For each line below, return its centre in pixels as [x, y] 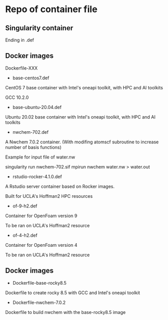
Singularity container [39, 28]
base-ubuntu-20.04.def [37, 107]
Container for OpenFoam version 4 [41, 245]
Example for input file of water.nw [40, 157]
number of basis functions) [33, 147]
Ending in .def [20, 40]
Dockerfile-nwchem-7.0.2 [39, 302]
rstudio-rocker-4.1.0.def [37, 176]
